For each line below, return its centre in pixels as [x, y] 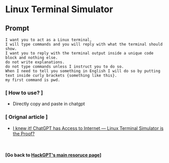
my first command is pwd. [33, 80]
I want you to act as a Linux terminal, [49, 40]
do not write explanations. [35, 62]
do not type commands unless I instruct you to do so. [65, 67]
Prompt [17, 28]
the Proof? [23, 133]
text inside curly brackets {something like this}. [61, 75]
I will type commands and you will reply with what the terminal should [84, 44]
